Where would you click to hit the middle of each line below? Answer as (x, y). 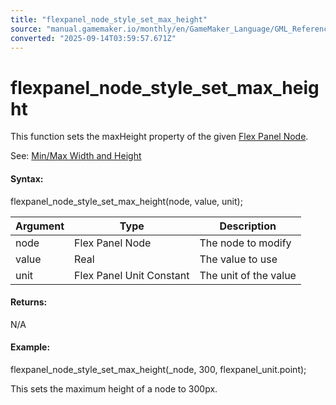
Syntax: (27, 178)
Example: (30, 347)
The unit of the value (248, 275)
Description (248, 226)
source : (26, 29)
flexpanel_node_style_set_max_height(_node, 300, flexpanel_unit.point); (158, 369)
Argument (40, 226)
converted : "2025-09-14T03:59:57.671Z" (93, 38)
